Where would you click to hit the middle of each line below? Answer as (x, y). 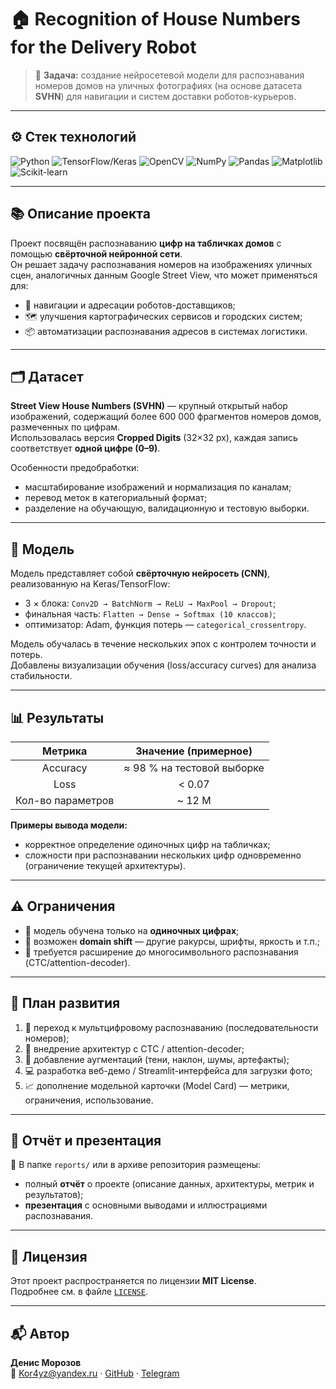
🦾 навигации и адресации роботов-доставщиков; (130, 305)
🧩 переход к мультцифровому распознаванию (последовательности (171, 1027)
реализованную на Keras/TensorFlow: (90, 584)
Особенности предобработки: (75, 468)
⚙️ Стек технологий (73, 137)
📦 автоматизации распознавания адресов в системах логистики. (166, 331)
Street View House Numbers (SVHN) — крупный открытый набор (149, 406)
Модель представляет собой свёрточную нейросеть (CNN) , (140, 573)
